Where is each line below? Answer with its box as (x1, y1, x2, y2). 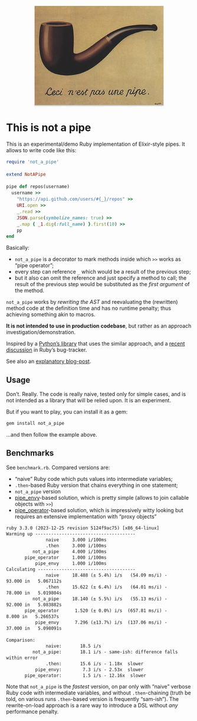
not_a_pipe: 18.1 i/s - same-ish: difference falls (32, 649, 178, 655)
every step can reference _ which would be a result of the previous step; (14, 268, 191, 276)
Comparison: (6, 637, 35, 643)
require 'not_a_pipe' (6, 159, 60, 165)
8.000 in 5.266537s (6, 614, 60, 620)
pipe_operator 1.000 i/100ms (24, 555, 107, 561)
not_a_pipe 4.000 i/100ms (32, 549, 107, 555)
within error (6, 655, 38, 661)
